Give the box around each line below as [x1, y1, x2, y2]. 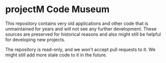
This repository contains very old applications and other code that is [5, 20, 149, 26]
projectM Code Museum [5, 4, 110, 15]
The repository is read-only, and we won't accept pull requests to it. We [5, 46, 156, 52]
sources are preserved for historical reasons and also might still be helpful [5, 31, 161, 37]
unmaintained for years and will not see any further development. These [5, 25, 157, 31]
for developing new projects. [5, 37, 66, 43]
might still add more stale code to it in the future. [5, 52, 107, 58]
